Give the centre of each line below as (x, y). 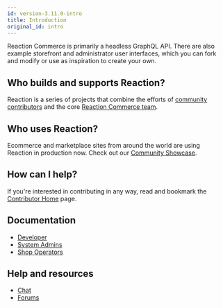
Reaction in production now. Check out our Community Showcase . (102, 153)
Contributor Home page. (42, 198)
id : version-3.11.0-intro (44, 14)
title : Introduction (37, 20)
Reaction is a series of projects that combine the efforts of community (107, 100)
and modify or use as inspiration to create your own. (82, 61)
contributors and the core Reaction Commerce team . (83, 107)
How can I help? (42, 174)
